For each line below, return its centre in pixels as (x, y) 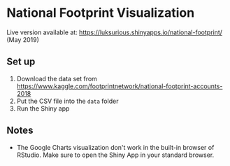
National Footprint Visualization (101, 13)
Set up (21, 62)
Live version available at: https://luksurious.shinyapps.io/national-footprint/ (115, 32)
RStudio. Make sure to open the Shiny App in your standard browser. (115, 155)
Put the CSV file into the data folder (67, 101)
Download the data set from (57, 78)
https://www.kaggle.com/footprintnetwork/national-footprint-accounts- (120, 86)
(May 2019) (23, 39)
